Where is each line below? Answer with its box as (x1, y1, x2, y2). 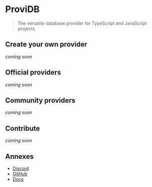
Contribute (5, 124, 40, 133)
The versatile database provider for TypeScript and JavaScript (17, 20, 147, 26)
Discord (12, 165, 29, 171)
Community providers (5, 96, 75, 104)
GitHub (12, 171, 28, 177)
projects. (17, 25, 36, 31)
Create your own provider (5, 40, 88, 49)
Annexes (5, 152, 34, 161)
